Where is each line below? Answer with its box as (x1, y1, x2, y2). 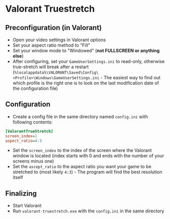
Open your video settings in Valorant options (12, 37, 106, 43)
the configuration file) (12, 85, 58, 91)
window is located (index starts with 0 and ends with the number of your (12, 153, 164, 159)
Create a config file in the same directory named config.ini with (12, 113, 148, 119)
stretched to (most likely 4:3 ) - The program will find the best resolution (12, 169, 162, 175)
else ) (12, 53, 24, 59)
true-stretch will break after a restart (12, 64, 89, 70)
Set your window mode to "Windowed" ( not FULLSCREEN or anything (12, 48, 160, 53)
